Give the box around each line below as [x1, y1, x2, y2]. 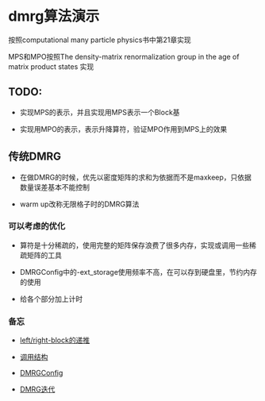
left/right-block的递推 [19, 335, 90, 345]
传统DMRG [8, 150, 62, 164]
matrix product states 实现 [8, 61, 94, 71]
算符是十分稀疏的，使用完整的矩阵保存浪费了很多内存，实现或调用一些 [19, 240, 250, 250]
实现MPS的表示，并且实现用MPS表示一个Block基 [19, 107, 180, 117]
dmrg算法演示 [8, 7, 100, 25]
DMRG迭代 [19, 384, 56, 394]
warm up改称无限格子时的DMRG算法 [19, 199, 140, 209]
